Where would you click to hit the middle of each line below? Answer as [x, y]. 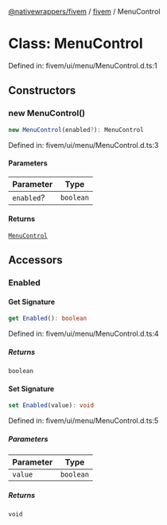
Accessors [36, 261]
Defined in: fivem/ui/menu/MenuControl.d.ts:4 [83, 334]
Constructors [42, 91]
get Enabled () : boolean [48, 319]
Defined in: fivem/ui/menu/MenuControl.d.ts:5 [83, 421]
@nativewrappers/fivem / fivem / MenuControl [84, 12]
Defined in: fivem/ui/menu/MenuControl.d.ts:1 [83, 65]
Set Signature [31, 388]
